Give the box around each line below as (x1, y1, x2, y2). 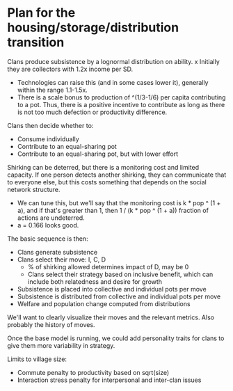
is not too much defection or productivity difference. (17, 108, 168, 116)
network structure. (7, 185, 61, 193)
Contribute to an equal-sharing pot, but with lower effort (17, 150, 179, 158)
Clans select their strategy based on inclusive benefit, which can (27, 270, 214, 278)
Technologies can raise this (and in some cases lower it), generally (17, 78, 209, 86)
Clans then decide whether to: (7, 121, 94, 129)
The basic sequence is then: (7, 234, 88, 243)
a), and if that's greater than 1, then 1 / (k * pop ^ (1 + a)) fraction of (17, 206, 209, 214)
